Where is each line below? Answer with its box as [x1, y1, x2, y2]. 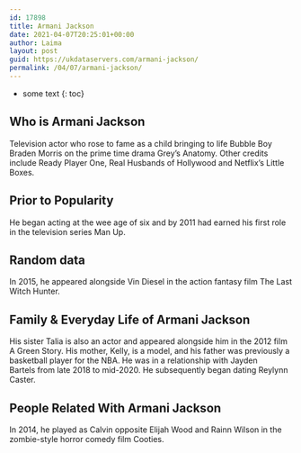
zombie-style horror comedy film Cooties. [9, 433, 164, 444]
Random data [9, 252, 85, 267]
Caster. [9, 375, 36, 385]
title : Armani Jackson [9, 22, 94, 31]
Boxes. [9, 167, 35, 177]
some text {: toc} [22, 87, 85, 99]
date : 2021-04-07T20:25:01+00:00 [9, 30, 135, 39]
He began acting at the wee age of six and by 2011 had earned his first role [9, 217, 287, 228]
